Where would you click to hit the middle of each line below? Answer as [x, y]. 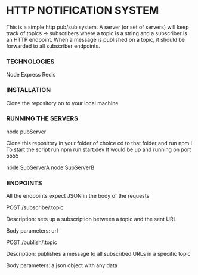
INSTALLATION [29, 90]
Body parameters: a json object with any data [62, 265]
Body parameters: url [32, 231]
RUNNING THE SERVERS [42, 118]
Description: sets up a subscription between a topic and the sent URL [92, 219]
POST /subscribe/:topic [35, 207]
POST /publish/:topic [32, 242]
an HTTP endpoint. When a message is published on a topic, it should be [95, 39]
